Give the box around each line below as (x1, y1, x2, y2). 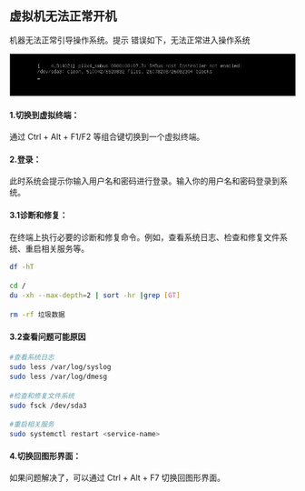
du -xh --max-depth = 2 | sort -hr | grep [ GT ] (9, 291, 181, 300)
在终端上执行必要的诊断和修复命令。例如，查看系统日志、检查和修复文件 (9, 231, 280, 243)
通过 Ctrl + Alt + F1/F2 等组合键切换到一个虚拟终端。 (9, 131, 205, 143)
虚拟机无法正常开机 (9, 8, 117, 25)
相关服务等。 (40, 243, 89, 254)
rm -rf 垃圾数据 (9, 310, 65, 320)
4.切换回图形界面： (9, 450, 82, 461)
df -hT (9, 262, 34, 271)
